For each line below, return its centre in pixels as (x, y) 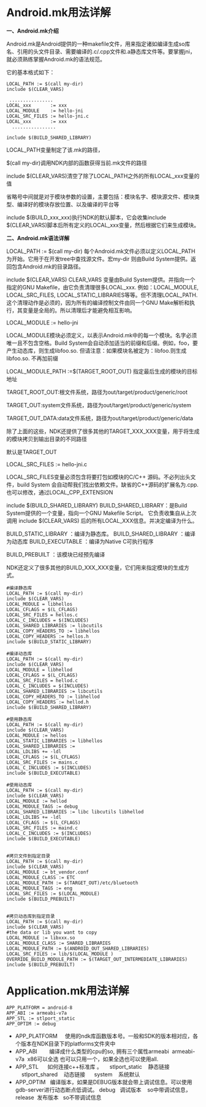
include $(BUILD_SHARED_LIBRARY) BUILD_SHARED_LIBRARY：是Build (97, 505)
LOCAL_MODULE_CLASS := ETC (41, 877)
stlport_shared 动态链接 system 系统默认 (81, 1074)
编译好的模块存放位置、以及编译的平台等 (68, 204)
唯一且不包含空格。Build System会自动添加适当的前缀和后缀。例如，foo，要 (102, 343)
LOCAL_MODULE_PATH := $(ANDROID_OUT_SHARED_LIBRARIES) (78, 949)
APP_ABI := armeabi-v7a (37, 1013)
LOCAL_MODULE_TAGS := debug (42, 806)
